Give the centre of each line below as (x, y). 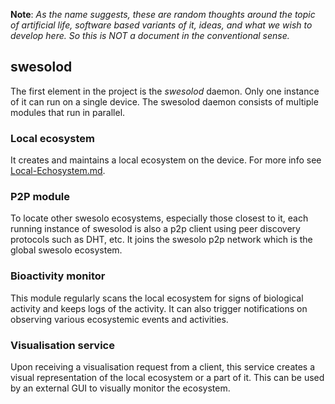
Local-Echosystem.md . (58, 171)
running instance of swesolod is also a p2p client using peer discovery (155, 229)
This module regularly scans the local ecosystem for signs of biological (157, 298)
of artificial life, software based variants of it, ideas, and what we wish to (161, 25)
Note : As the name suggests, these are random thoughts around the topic (163, 14)
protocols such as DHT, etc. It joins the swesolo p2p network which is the (161, 240)
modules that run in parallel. (68, 112)
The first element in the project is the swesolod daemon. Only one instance (165, 91)
